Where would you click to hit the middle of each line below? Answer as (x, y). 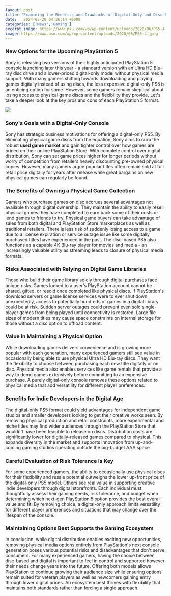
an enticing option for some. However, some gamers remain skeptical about (84, 90)
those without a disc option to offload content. (54, 323)
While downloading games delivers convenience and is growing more (78, 348)
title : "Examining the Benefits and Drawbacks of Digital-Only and (78, 15)
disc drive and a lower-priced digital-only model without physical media (88, 73)
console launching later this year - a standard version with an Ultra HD (79, 68)
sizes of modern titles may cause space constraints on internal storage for (83, 318)
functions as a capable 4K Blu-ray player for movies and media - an (76, 245)
